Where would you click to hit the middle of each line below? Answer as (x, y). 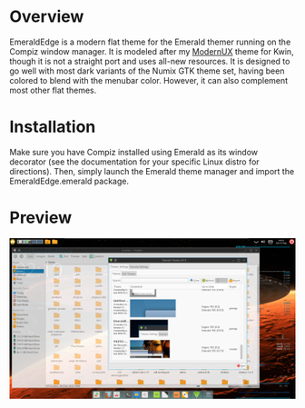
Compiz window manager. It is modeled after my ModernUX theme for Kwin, (152, 51)
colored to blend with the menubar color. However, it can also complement (149, 80)
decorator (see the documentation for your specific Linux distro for (135, 162)
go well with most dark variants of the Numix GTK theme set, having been (147, 71)
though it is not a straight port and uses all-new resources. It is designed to (150, 61)
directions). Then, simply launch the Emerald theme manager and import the (152, 171)
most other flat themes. (53, 90)
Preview (41, 218)
